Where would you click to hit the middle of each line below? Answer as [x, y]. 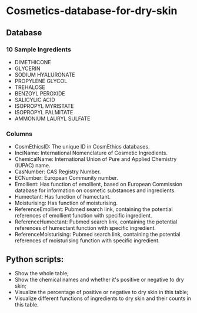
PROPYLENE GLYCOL [41, 81]
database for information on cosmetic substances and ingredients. [95, 190]
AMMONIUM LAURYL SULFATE [52, 118]
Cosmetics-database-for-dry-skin [92, 11]
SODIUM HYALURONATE [45, 74]
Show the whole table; [42, 273]
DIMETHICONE [33, 62]
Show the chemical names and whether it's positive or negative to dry [99, 279]
